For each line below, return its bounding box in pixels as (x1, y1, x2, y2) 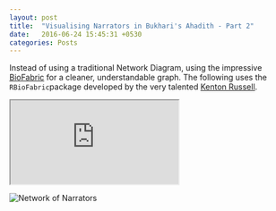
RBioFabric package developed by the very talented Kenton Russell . (9, 81, 258, 92)
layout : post (9, 13, 58, 22)
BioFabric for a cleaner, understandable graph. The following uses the (9, 72, 267, 83)
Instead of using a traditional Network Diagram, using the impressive (9, 63, 263, 73)
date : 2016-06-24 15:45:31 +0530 (9, 30, 142, 38)
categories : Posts (9, 38, 78, 47)
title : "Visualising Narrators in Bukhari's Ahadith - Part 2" (9, 21, 254, 30)
